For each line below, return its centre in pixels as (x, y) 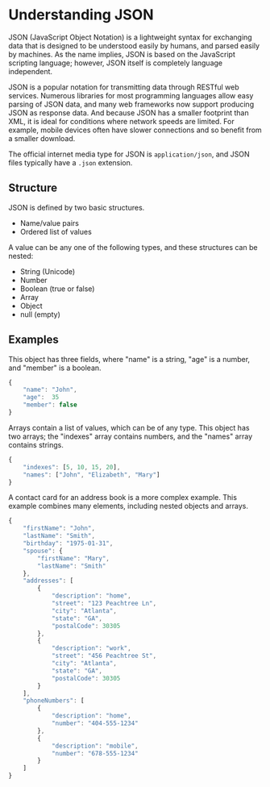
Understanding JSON (81, 15)
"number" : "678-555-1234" (95, 753)
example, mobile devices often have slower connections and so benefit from (135, 130)
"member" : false (50, 405)
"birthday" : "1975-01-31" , (68, 543)
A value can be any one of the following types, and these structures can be (133, 247)
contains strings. (36, 444)
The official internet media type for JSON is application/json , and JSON (129, 154)
